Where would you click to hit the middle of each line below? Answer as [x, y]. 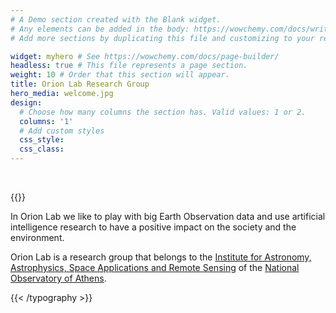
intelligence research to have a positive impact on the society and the [153, 227]
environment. [37, 237]
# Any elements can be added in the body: [100, 29]
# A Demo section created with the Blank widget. [116, 19]
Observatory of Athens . [58, 278]
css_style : [42, 140]
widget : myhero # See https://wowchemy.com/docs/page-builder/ [145, 56]
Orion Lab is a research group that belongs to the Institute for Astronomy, [161, 257]
